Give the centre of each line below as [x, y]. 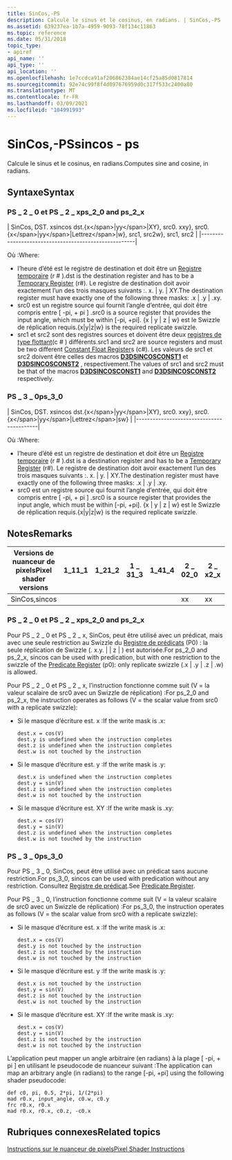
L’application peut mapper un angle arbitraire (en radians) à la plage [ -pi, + [114, 1058]
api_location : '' [32, 71]
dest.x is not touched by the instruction [79, 984]
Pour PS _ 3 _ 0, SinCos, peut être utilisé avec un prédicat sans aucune [108, 871]
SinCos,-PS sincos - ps [73, 144]
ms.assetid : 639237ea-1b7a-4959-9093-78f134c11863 [81, 26]
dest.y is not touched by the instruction [79, 946]
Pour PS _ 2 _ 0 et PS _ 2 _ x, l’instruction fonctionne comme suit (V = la [108, 685]
